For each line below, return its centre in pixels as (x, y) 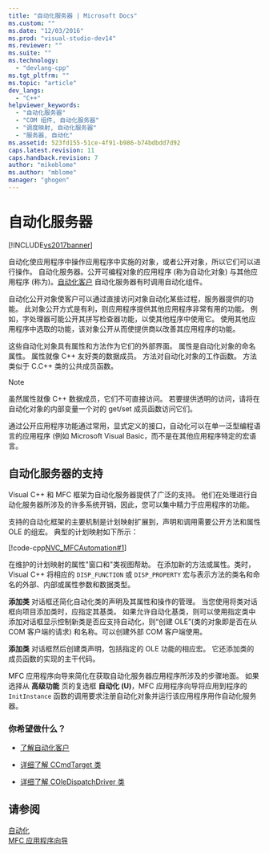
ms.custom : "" (32, 23)
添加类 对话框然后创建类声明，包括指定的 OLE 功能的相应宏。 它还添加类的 (131, 648)
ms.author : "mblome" (43, 173)
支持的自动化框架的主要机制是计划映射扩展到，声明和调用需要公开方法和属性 (134, 521)
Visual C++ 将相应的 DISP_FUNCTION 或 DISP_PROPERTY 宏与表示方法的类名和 (131, 574)
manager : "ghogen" (39, 180)
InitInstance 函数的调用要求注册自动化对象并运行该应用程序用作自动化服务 (132, 696)
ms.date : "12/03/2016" (46, 31)
